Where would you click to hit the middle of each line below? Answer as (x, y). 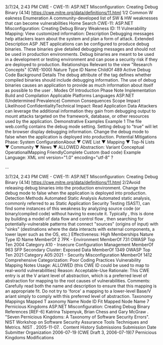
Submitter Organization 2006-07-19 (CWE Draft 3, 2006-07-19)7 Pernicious (81, 332)
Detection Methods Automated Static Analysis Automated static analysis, (78, 198)
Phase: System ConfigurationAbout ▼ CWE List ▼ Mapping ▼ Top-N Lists (80, 142)
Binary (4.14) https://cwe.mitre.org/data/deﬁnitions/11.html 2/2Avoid (73, 182)
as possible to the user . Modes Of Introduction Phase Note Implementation (81, 90)
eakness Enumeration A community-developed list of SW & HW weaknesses (81, 18)
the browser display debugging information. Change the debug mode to (77, 132)
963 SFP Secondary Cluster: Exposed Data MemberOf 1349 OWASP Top (78, 250)
